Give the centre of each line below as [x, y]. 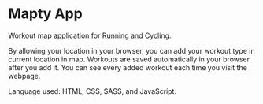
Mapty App [45, 14]
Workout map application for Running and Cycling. [90, 35]
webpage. [24, 76]
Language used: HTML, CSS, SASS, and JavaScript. [93, 91]
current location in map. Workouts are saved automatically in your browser [129, 59]
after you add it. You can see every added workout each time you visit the [128, 67]
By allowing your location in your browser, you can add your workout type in [131, 50]
